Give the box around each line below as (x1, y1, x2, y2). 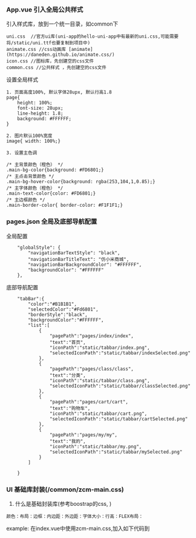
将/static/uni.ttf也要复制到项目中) (6, 40, 91, 46)
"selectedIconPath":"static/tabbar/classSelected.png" (49, 383, 191, 389)
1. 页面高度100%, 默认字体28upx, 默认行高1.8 (6, 89, 112, 95)
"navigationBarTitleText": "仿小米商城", (28, 256, 129, 262)
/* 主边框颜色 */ (6, 197, 45, 203)
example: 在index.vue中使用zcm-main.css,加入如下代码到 (6, 525, 150, 532)
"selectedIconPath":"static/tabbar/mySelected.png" (49, 449, 183, 455)
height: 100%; (17, 100, 53, 106)
